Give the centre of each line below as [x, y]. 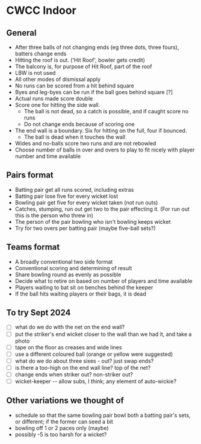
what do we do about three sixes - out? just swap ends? [84, 361]
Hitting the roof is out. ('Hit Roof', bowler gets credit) [80, 60]
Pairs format [30, 175]
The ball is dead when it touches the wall [75, 137]
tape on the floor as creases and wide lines [68, 347]
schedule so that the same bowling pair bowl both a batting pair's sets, [103, 415]
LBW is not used [35, 73]
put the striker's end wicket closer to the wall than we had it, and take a [103, 334]
